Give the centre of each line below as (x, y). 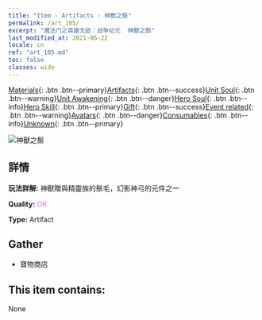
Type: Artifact (31, 219)
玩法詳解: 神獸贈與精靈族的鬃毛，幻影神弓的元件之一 (94, 188)
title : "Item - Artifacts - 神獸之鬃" (70, 15)
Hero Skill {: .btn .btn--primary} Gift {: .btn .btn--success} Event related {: (139, 106)
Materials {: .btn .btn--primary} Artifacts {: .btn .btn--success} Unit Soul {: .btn (132, 90)
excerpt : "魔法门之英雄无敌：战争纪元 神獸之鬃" (82, 30)
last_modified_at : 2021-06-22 (58, 38)
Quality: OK (28, 204)
